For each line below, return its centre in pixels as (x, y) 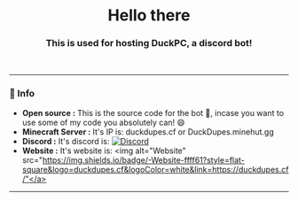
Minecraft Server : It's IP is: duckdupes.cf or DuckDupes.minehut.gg (148, 131)
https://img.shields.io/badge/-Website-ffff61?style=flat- (144, 159)
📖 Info (22, 94)
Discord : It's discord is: (66, 141)
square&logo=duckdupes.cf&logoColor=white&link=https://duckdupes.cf (155, 169)
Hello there (149, 15)
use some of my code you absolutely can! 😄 (103, 122)
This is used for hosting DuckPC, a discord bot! (149, 43)
